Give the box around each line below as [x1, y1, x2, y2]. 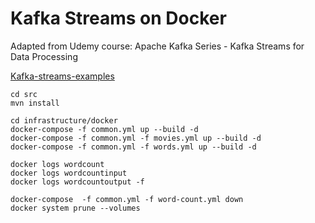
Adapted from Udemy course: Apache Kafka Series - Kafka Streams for [10, 40, 305, 52]
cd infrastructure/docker [10, 115, 118, 126]
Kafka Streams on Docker [10, 7, 227, 30]
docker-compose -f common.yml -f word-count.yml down [10, 194, 244, 204]
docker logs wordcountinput [10, 168, 128, 178]
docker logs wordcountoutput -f [10, 177, 145, 187]
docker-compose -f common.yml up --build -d [10, 124, 199, 134]
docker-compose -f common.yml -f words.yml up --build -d [10, 142, 257, 152]
